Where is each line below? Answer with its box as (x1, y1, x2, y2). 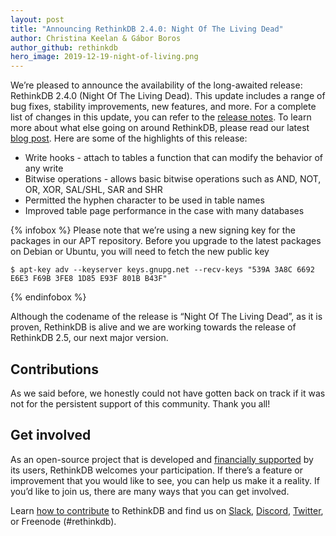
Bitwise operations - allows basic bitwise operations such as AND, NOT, (24, 173, 322, 185)
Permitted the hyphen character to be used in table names (24, 194, 265, 206)
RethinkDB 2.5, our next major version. (10, 332, 169, 344)
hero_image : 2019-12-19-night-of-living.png (10, 52, 199, 62)
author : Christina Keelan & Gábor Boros (10, 33, 182, 43)
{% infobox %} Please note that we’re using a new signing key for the (10, 224, 296, 236)
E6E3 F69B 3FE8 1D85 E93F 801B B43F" (10, 274, 168, 284)
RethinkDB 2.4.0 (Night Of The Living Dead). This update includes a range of (10, 90, 326, 102)
